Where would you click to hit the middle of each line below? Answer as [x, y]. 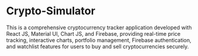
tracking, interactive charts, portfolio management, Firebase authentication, [99, 40]
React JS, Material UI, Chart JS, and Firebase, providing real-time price [93, 33]
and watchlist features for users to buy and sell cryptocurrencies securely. [98, 46]
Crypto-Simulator [51, 11]
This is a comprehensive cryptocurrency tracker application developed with [99, 27]
